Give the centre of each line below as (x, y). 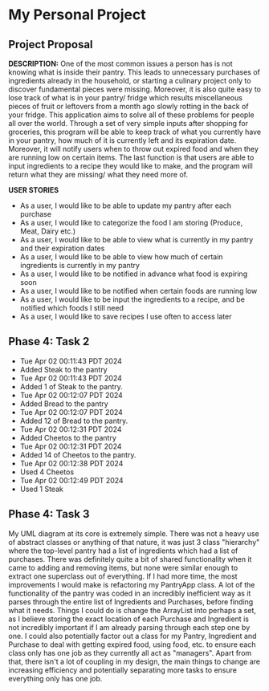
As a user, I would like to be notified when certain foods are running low (139, 291)
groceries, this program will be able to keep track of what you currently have (135, 132)
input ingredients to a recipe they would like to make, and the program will (130, 166)
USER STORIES (33, 190)
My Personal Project (77, 15)
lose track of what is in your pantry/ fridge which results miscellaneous (126, 98)
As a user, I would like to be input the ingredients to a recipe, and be (132, 299)
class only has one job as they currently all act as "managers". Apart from (130, 652)
